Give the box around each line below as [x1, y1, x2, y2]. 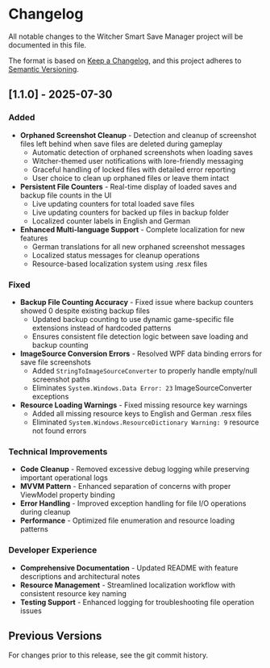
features [19, 233, 48, 243]
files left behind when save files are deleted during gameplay [19, 139, 223, 148]
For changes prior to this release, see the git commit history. [8, 650, 208, 660]
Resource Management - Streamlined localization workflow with [19, 580, 236, 590]
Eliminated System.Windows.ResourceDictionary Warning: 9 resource [31, 417, 260, 427]
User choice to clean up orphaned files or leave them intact [31, 173, 230, 182]
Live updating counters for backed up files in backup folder [31, 207, 230, 217]
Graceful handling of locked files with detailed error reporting [31, 165, 236, 174]
